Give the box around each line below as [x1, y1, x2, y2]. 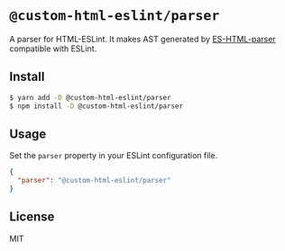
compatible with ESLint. [9, 43, 97, 54]
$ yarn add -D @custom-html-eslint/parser [9, 93, 171, 102]
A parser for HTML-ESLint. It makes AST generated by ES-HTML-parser [9, 33, 277, 44]
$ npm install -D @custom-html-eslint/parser [9, 102, 183, 111]
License [9, 210, 55, 225]
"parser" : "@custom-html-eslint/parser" [17, 176, 171, 185]
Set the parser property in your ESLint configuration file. [9, 150, 218, 161]
